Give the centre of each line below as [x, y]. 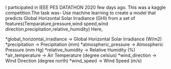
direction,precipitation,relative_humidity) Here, [54, 29]
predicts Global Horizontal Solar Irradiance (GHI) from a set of [70, 18]
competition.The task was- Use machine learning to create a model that [81, 13]
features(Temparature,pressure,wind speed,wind [57, 24]
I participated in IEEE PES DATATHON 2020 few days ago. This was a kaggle [86, 7]
